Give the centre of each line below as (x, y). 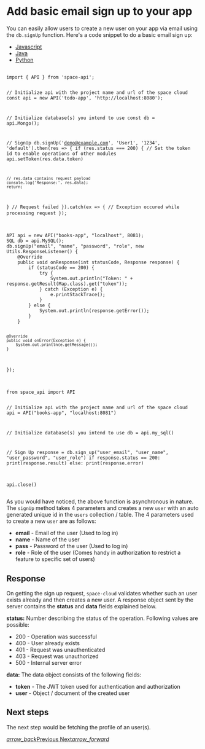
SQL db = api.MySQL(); (35, 241)
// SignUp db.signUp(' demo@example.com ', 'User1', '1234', (83, 143)
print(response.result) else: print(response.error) (75, 463)
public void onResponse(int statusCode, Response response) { (99, 262)
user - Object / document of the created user (72, 693)
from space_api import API (41, 392)
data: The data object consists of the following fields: (74, 675)
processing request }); (37, 213)
